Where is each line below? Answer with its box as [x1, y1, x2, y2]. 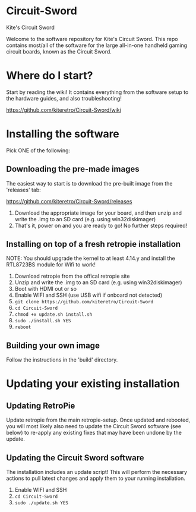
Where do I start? [6, 69, 93, 83]
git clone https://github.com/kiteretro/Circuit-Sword [14, 299, 154, 305]
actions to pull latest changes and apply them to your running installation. [6, 475, 185, 482]
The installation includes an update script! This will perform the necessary [6, 469, 188, 476]
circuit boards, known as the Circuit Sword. [6, 48, 112, 55]
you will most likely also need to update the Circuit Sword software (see [6, 423, 182, 430]
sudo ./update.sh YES [14, 500, 68, 506]
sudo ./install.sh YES [14, 318, 71, 324]
